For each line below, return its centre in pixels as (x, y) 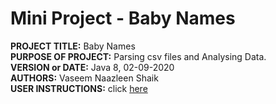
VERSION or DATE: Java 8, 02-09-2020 (92, 67)
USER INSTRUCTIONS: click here (79, 88)
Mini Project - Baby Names (123, 18)
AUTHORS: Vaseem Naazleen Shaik (84, 78)
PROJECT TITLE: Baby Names (73, 46)
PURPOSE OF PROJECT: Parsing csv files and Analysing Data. (138, 56)
